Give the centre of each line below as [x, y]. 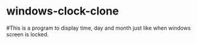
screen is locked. [28, 34]
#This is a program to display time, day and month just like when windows [98, 28]
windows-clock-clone [63, 11]
